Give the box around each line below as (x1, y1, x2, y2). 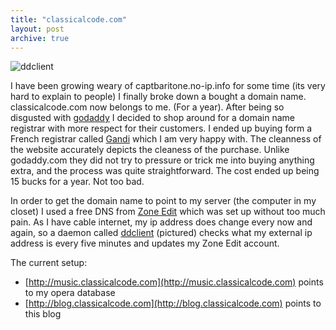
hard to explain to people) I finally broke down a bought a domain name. (10, 91, 307, 103)
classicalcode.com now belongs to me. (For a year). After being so (10, 101, 285, 113)
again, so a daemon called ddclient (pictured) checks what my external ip (10, 227, 313, 239)
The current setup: (10, 257, 88, 269)
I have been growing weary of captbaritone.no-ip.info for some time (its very (10, 80, 326, 92)
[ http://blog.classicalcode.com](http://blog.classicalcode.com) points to (24, 297, 322, 310)
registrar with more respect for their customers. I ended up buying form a (10, 122, 313, 135)
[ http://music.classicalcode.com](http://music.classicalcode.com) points (24, 276, 324, 288)
